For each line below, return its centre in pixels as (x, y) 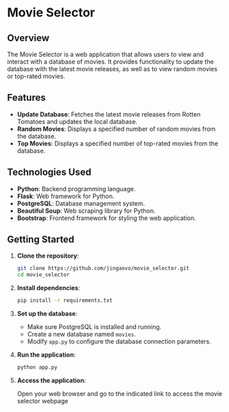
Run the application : (46, 355)
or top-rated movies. (36, 76)
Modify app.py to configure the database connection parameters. (119, 341)
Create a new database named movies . (82, 335)
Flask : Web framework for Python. (65, 196)
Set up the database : (47, 314)
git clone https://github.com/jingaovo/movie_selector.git (103, 269)
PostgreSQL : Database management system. (81, 203)
